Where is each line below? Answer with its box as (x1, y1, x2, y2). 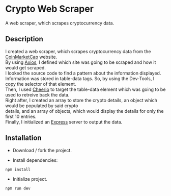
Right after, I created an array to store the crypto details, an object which (5, 97, 158, 103)
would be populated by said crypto (5, 103, 78, 109)
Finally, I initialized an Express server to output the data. (5, 118, 123, 125)
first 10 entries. (5, 113, 37, 119)
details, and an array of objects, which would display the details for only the (5, 108, 164, 114)
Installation (5, 134, 42, 142)
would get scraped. (5, 64, 46, 70)
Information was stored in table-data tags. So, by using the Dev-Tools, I (5, 75, 155, 82)
